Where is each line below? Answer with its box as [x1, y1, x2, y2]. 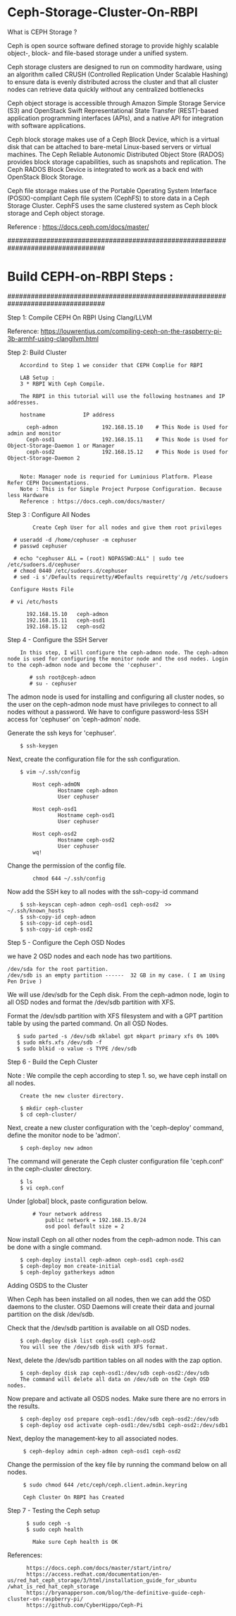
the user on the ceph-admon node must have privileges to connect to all [7, 699, 217, 708]
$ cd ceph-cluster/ [20, 1111, 77, 1118]
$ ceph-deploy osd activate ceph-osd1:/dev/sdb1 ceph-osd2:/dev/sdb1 [20, 1422, 229, 1429]
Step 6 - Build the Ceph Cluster [7, 1057, 99, 1066]
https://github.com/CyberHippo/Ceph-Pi [25, 1601, 143, 1609]
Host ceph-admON [32, 781, 80, 788]
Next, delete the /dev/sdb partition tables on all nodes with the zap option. [7, 1356, 223, 1364]
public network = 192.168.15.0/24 [44, 1216, 147, 1223]
